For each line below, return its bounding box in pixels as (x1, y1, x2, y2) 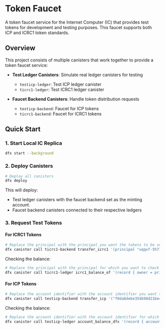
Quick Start (5, 125, 41, 133)
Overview (5, 44, 36, 52)
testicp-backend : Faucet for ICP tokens (19, 105, 99, 111)
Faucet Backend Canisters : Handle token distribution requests (12, 96, 139, 102)
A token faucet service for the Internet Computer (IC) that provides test (5, 19, 149, 25)
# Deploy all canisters (5, 174, 54, 179)
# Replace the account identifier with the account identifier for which (5, 314, 160, 320)
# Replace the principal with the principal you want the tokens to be (5, 242, 155, 247)
